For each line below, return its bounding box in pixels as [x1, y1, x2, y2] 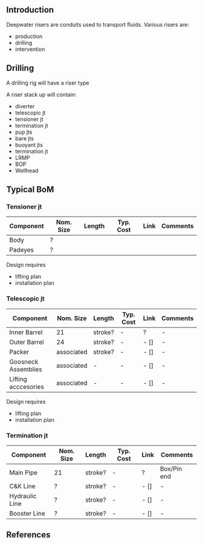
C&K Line [9, 482, 36, 490]
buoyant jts [14, 141, 43, 148]
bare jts [14, 134, 34, 142]
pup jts [14, 128, 33, 136]
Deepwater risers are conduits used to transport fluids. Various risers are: [6, 21, 189, 28]
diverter [14, 102, 35, 110]
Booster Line [9, 509, 45, 517]
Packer [9, 347, 30, 356]
